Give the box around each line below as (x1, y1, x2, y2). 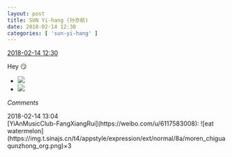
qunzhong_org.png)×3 (7, 142, 72, 150)
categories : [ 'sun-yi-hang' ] (7, 29, 98, 37)
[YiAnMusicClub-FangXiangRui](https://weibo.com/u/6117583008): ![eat (7, 119, 214, 128)
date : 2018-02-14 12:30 (7, 23, 77, 30)
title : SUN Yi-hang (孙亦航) (7, 17, 89, 24)
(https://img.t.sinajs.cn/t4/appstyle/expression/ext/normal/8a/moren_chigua (7, 134, 226, 143)
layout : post (7, 10, 45, 17)
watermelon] (7, 127, 44, 135)
